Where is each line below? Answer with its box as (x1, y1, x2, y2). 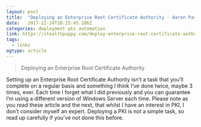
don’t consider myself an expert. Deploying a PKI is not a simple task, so (6, 107, 184, 114)
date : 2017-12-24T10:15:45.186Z (6, 20, 93, 26)
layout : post (6, 8, 39, 15)
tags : (6, 37, 20, 43)
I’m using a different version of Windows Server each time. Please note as (6, 95, 188, 102)
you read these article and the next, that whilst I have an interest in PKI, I (6, 101, 184, 108)
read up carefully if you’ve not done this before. (6, 114, 124, 121)
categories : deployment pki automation (6, 25, 106, 32)
